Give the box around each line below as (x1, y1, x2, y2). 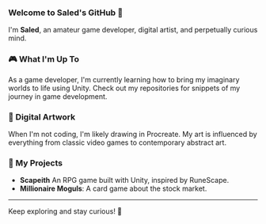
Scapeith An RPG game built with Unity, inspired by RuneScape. (19, 176, 230, 185)
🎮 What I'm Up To (8, 54, 80, 65)
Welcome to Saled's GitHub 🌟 (8, 7, 123, 18)
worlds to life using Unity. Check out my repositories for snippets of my (8, 83, 241, 93)
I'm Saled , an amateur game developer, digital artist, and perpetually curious (8, 25, 258, 35)
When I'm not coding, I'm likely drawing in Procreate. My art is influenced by (8, 129, 257, 139)
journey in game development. (8, 91, 108, 101)
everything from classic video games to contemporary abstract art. (8, 138, 227, 147)
